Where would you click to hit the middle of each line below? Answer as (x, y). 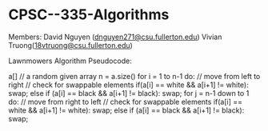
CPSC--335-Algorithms (89, 15)
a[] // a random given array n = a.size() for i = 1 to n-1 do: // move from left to (134, 76)
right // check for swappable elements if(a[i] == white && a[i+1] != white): (129, 85)
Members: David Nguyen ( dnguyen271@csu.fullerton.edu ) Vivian (115, 37)
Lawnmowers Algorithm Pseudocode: (70, 61)
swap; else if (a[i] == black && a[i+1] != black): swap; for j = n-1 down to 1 (129, 93)
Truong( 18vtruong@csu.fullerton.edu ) (71, 45)
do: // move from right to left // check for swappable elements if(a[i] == (125, 101)
